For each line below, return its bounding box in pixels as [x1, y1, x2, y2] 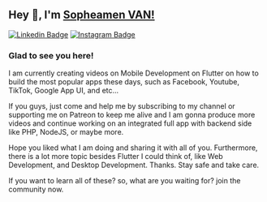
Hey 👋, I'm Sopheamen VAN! [8, 8, 156, 22]
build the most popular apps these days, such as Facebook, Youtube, [8, 77, 239, 87]
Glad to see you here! [8, 49, 94, 61]
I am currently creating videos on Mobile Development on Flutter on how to [8, 68, 260, 78]
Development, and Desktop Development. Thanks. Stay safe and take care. [8, 160, 260, 170]
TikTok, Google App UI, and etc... [8, 86, 119, 96]
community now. [8, 184, 64, 195]
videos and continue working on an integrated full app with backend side [8, 118, 252, 128]
